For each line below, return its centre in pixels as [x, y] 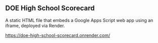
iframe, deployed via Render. [35, 25]
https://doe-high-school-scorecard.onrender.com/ [58, 35]
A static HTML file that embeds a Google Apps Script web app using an [79, 20]
